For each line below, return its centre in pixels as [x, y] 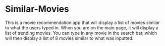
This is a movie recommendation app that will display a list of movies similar [82, 23]
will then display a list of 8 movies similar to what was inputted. [69, 38]
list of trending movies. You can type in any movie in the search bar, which [81, 33]
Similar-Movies [37, 9]
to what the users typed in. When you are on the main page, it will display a [82, 27]
